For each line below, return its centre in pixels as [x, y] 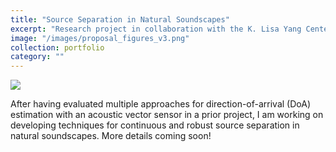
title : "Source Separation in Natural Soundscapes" [120, 19]
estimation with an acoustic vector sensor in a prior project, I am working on [167, 115]
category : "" [37, 57]
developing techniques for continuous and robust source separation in [155, 125]
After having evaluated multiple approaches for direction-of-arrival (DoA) [160, 104]
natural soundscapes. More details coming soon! [111, 136]
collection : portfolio [57, 47]
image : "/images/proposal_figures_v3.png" [100, 38]
